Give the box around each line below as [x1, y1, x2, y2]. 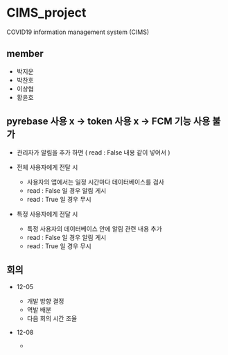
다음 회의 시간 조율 [26, 314, 78, 323]
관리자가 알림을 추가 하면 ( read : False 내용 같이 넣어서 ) [16, 148, 170, 157]
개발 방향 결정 [26, 297, 64, 306]
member [6, 48, 44, 60]
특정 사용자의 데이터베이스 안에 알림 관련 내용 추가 [26, 224, 162, 233]
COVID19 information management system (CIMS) [6, 28, 150, 36]
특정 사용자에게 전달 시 [16, 209, 78, 218]
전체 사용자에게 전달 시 [16, 163, 78, 171]
